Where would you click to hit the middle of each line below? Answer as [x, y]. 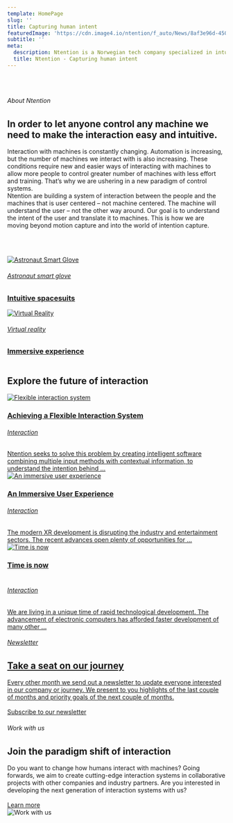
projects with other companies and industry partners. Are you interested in [114, 783]
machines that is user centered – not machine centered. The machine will [112, 203]
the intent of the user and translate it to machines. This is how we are [106, 218]
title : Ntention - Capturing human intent [76, 59]
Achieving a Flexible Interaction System [75, 416]
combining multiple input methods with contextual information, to [100, 461]
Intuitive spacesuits [41, 298]
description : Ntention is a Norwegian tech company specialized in [113, 53]
